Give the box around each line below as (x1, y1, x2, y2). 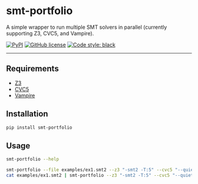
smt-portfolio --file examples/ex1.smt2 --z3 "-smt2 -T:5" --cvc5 (6, 167, 173, 173)
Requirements (6, 63, 59, 74)
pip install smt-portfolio (6, 125, 72, 131)
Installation (6, 109, 48, 119)
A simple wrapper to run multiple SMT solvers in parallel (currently (6, 24, 167, 31)
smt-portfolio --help (6, 156, 60, 162)
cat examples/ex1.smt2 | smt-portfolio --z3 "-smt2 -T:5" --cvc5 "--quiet (6, 172, 194, 178)
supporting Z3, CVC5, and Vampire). (6, 29, 94, 36)
